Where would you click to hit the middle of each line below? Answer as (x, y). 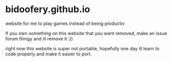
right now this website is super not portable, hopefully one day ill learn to (82, 48)
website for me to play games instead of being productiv (65, 23)
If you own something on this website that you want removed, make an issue (86, 33)
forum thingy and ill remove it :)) (39, 39)
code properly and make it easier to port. (49, 54)
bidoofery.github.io (48, 9)
